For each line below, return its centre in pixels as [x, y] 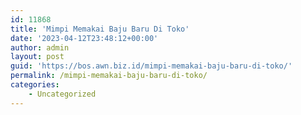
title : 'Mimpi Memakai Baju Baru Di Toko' [100, 29]
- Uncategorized [62, 94]
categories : [35, 85]
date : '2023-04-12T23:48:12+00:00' [84, 38]
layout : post [37, 57]
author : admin [40, 47]
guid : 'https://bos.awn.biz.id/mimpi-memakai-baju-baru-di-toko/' [151, 66]
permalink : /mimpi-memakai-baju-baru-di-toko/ [109, 76]
